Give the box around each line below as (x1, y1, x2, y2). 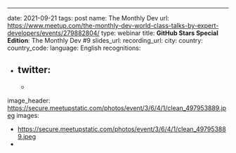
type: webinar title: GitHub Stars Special (100, 29, 219, 37)
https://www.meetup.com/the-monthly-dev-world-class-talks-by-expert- (7, 22, 219, 29)
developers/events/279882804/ (7, 29, 100, 37)
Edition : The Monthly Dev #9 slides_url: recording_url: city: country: (7, 36, 204, 44)
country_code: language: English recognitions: (7, 44, 141, 52)
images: (16, 111, 40, 119)
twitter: (17, 64, 51, 76)
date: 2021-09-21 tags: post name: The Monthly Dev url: (7, 14, 170, 22)
